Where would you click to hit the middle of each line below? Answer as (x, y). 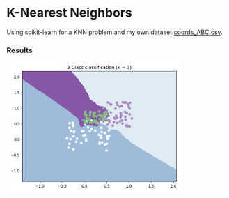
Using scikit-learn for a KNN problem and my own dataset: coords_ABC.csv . (115, 32)
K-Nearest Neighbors (70, 13)
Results (19, 50)
